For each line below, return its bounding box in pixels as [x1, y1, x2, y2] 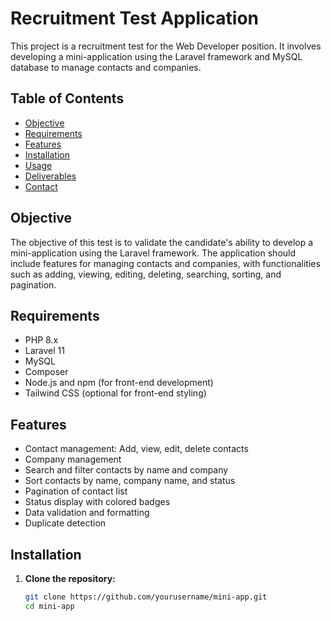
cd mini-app [24, 601, 75, 611]
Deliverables [24, 170, 77, 182]
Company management [24, 453, 122, 466]
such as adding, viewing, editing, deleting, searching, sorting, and [10, 268, 282, 280]
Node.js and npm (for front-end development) [24, 377, 214, 389]
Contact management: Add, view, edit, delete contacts [24, 443, 249, 455]
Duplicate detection [24, 517, 107, 529]
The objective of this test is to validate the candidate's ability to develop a [10, 236, 314, 248]
